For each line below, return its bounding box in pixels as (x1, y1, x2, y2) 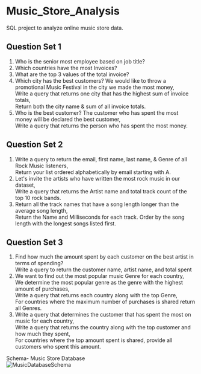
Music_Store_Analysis (6, 4, 120, 18)
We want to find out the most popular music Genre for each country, (14, 272, 185, 280)
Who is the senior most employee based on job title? (14, 57, 146, 65)
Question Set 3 (6, 237, 63, 247)
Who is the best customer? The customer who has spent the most (14, 109, 179, 116)
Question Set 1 (6, 42, 61, 52)
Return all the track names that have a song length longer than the (14, 201, 179, 208)
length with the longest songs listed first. (14, 219, 116, 227)
